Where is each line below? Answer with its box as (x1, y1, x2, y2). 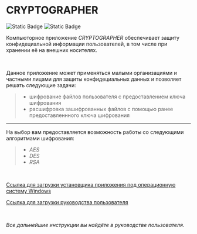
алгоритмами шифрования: (6, 135, 74, 142)
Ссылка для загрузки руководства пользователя (6, 198, 128, 205)
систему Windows (6, 187, 52, 194)
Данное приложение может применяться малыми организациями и (6, 69, 177, 76)
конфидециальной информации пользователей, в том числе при (6, 40, 168, 47)
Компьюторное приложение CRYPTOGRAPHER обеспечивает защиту (6, 34, 180, 41)
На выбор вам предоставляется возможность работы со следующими (6, 128, 184, 135)
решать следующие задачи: (6, 81, 76, 88)
